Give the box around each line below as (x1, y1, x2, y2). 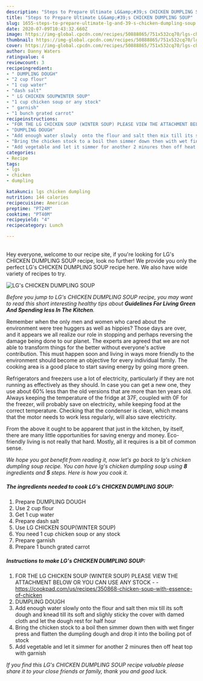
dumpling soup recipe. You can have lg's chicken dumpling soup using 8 (6, 462, 187, 470)
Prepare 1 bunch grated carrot (14, 543, 90, 550)
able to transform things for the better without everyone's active (6, 344, 166, 351)
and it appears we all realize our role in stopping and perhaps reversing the (6, 331, 193, 338)
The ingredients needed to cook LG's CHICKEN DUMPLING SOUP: (6, 482, 174, 490)
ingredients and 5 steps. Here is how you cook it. (6, 469, 129, 476)
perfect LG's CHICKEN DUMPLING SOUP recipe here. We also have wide (6, 264, 188, 271)
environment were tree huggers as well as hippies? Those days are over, (6, 324, 187, 332)
